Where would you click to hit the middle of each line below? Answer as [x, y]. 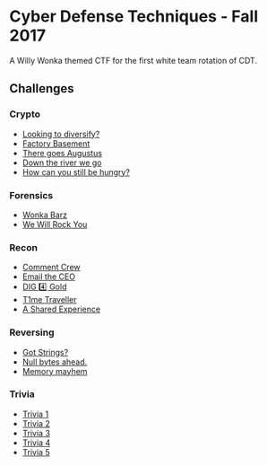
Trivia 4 [36, 443]
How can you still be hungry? [76, 171]
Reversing [32, 332]
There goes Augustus [62, 153]
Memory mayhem [55, 371]
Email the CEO [49, 277]
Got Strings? [45, 352]
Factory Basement [56, 143]
